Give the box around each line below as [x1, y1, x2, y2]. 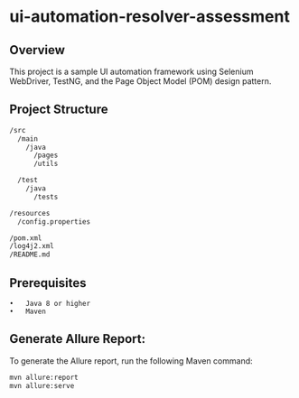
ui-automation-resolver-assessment [9, 6, 291, 27]
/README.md [9, 250, 51, 259]
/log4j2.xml [9, 242, 54, 251]
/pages [33, 151, 59, 160]
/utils [33, 160, 59, 169]
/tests [33, 192, 59, 201]
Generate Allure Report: [9, 331, 146, 347]
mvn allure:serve [9, 381, 75, 390]
